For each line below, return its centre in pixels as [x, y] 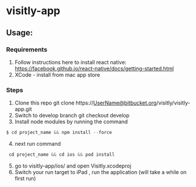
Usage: [20, 33]
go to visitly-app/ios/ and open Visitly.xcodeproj [73, 166]
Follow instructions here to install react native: [71, 62]
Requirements [27, 50]
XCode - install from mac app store [57, 74]
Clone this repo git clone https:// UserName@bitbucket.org [86, 103]
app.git [23, 109]
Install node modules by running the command [71, 122]
